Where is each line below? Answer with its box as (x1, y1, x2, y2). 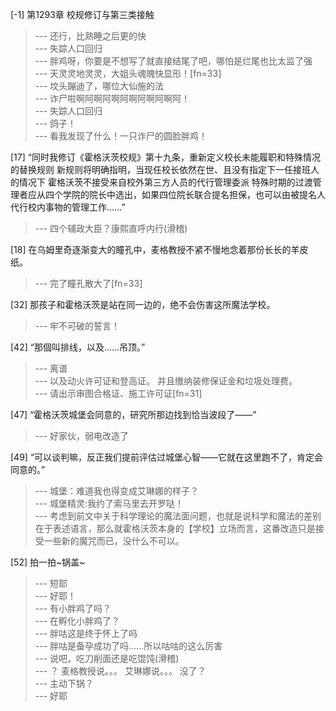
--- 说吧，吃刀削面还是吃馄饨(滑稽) (34, 653, 180, 664)
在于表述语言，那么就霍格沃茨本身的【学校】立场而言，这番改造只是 (34, 523, 316, 534)
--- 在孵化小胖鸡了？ (34, 615, 121, 627)
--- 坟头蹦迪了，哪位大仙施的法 (34, 80, 165, 92)
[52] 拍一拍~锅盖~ (10, 556, 86, 568)
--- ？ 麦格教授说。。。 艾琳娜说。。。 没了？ (34, 665, 207, 677)
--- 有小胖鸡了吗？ (34, 603, 112, 614)
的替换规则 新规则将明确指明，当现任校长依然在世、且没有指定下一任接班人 (10, 164, 320, 175)
